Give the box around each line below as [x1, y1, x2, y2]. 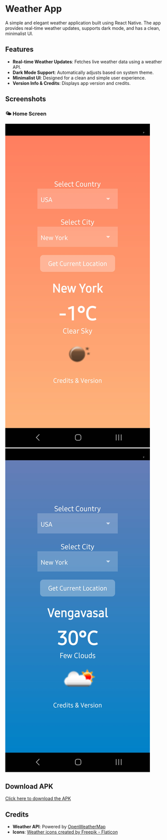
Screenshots [5, 95, 46, 104]
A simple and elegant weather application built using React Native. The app [5, 20, 161, 26]
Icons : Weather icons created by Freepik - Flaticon [12, 829, 118, 835]
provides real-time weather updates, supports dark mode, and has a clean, [5, 25, 160, 31]
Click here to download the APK [5, 795, 71, 802]
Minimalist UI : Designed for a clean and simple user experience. [12, 74, 146, 81]
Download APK [5, 782, 54, 790]
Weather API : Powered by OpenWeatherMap [12, 824, 106, 830]
